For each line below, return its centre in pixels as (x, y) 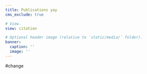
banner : (13, 42)
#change (15, 65)
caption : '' (22, 47)
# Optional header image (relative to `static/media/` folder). (74, 38)
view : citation (21, 28)
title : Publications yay (31, 10)
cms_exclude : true (24, 15)
